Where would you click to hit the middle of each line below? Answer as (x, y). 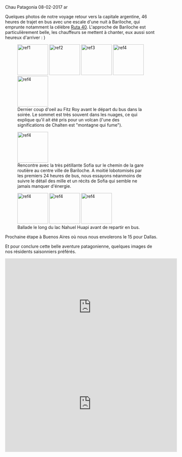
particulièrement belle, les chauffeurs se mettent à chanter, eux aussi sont (80, 32)
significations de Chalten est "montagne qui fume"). (70, 125)
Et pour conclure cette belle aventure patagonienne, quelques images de (79, 246)
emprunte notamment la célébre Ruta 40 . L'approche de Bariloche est (76, 27)
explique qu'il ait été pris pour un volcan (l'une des (68, 120)
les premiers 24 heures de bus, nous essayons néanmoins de (79, 176)
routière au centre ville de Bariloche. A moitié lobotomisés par (80, 171)
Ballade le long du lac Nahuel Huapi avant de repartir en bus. (79, 227)
